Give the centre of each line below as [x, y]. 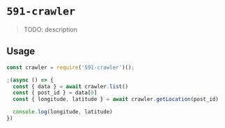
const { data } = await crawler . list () [71, 86]
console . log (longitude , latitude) [63, 112]
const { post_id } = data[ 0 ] [55, 93]
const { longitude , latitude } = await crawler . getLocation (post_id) [116, 99]
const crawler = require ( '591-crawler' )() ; [71, 67]
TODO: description [51, 29]
